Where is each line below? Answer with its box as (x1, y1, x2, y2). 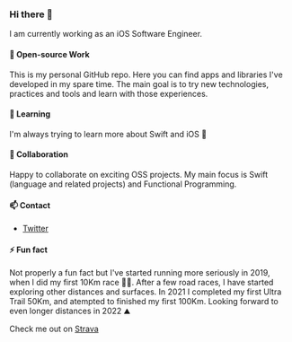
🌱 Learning (9, 109, 51, 119)
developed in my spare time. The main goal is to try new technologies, (9, 78, 270, 89)
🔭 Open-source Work (9, 48, 90, 59)
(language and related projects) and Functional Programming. (9, 179, 237, 189)
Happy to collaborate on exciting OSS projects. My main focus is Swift (9, 169, 269, 180)
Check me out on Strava (9, 323, 99, 335)
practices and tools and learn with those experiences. (9, 88, 208, 99)
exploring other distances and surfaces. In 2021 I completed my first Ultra (9, 286, 282, 297)
